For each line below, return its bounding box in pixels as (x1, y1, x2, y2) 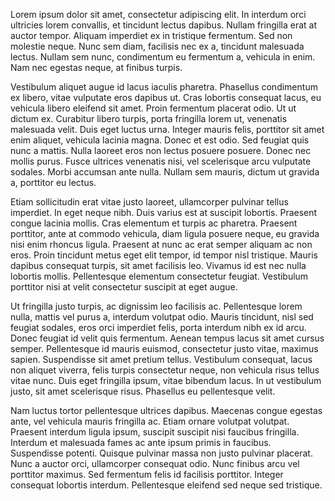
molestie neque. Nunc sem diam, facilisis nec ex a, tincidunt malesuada (10, 40, 305, 52)
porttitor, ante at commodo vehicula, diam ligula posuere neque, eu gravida (10, 228, 320, 239)
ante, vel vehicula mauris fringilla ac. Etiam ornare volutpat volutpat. (10, 415, 290, 427)
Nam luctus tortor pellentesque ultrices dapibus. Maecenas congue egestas (10, 405, 323, 416)
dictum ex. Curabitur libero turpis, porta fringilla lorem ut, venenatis (10, 113, 288, 124)
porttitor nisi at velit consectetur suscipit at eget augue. (10, 281, 238, 293)
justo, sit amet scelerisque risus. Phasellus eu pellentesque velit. (10, 385, 276, 397)
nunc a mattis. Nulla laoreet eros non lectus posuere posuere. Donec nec (10, 145, 312, 156)
